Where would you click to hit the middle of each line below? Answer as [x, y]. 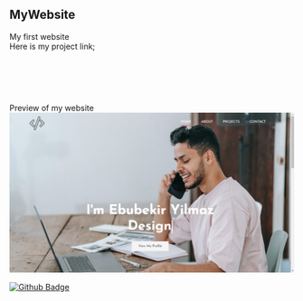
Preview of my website [52, 108]
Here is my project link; [52, 46]
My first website [39, 36]
